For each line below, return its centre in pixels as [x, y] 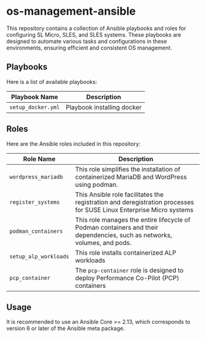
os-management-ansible [71, 11]
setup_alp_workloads [39, 256]
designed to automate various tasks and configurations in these [87, 41]
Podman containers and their [117, 227]
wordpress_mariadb [36, 177]
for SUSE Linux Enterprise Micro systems [134, 209]
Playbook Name [35, 97]
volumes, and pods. [103, 242]
